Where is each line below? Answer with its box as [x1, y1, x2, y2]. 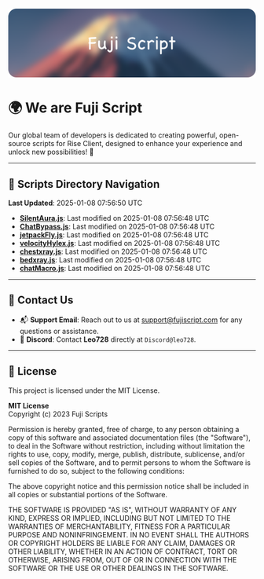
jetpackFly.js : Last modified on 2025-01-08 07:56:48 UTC [19, 230, 210, 240]
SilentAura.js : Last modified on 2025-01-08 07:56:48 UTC [19, 214, 210, 223]
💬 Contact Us [8, 294, 74, 307]
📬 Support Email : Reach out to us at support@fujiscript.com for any [19, 315, 243, 324]
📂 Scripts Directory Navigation [8, 178, 160, 191]
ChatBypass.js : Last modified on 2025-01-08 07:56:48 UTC [19, 222, 215, 232]
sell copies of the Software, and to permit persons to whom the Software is [8, 457, 251, 467]
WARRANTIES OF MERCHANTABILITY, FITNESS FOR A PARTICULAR [8, 522, 230, 531]
